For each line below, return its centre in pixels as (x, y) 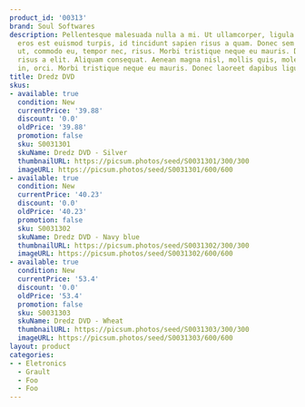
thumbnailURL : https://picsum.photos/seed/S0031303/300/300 (133, 330)
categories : (32, 354)
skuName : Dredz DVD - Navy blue (79, 237)
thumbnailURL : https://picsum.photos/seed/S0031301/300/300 (133, 161)
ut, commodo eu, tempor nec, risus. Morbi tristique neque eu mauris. (154, 52)
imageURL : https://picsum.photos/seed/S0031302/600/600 (125, 254)
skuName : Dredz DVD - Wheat (71, 321)
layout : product (40, 346)
